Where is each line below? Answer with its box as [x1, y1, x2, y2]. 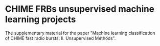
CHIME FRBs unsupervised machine [5, 3, 155, 15]
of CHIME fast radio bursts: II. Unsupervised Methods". [5, 35, 116, 41]
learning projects [5, 14, 76, 25]
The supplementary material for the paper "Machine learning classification [5, 30, 156, 36]
